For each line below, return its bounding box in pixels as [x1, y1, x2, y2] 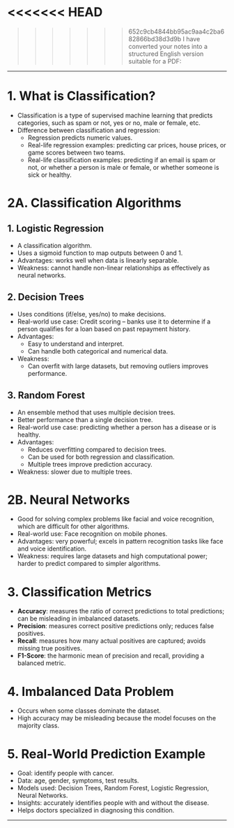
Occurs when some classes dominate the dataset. [17, 706, 162, 715]
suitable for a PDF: [128, 57, 182, 65]
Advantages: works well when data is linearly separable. [17, 256, 179, 264]
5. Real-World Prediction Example [7, 746, 205, 762]
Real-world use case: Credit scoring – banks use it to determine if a [17, 317, 211, 326]
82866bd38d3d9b [128, 34, 182, 43]
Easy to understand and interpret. [27, 340, 124, 348]
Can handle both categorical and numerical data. [27, 347, 169, 355]
